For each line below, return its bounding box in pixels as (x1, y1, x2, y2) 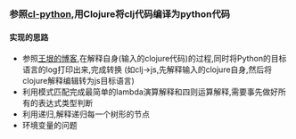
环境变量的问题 (21, 120, 78, 131)
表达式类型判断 (37, 98, 94, 109)
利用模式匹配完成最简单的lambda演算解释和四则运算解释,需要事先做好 (21, 86, 279, 97)
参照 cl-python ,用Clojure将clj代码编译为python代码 (9, 7, 230, 20)
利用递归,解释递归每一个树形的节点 (21, 109, 150, 119)
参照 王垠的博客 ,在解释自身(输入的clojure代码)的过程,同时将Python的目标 (21, 53, 287, 64)
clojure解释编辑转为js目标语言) (21, 76, 136, 86)
